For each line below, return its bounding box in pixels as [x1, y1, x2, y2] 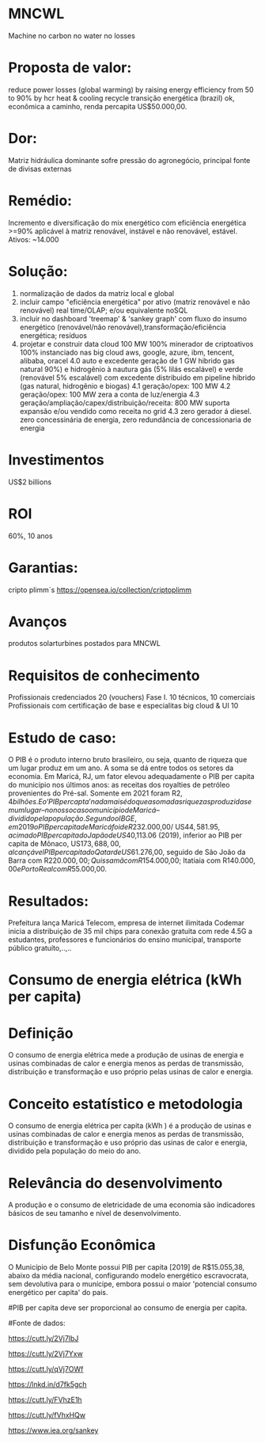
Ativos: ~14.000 [8, 234, 59, 244]
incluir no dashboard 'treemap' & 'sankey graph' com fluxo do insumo [19, 313, 248, 323]
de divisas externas [8, 164, 72, 173]
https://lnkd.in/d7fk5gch [8, 1380, 87, 1389]
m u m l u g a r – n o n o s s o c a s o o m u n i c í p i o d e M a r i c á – [8, 805, 160, 815]
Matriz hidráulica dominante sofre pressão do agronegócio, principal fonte [8, 155, 251, 165]
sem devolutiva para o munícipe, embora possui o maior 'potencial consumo [8, 1279, 257, 1289]
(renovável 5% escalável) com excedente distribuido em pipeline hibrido [19, 373, 256, 382]
